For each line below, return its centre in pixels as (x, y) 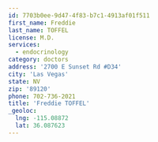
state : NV (24, 81)
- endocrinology (42, 52)
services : (24, 45)
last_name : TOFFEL (38, 30)
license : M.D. (32, 37)
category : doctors (38, 60)
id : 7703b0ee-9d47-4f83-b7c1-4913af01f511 (79, 15)
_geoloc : (23, 111)
